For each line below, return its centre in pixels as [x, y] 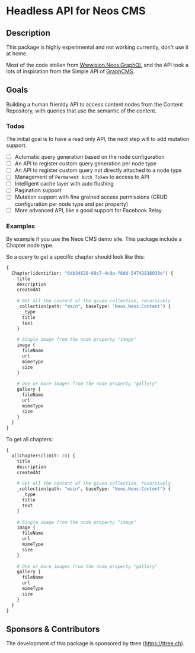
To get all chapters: [30, 439]
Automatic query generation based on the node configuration [89, 157]
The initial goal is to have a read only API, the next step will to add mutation [98, 139]
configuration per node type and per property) [71, 204]
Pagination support [38, 190]
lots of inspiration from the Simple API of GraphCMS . [71, 71]
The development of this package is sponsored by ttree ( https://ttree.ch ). [95, 643]
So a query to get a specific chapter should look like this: [76, 256]
